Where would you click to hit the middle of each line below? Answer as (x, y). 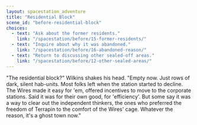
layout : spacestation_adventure (46, 11)
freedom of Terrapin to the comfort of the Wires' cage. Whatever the (90, 109)
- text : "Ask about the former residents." (66, 34)
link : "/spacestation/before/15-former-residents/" (82, 39)
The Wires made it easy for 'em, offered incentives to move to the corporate (98, 90)
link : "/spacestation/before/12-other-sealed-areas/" (84, 61)
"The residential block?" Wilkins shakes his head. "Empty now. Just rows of (98, 78)
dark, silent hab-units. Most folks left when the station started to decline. (95, 84)
